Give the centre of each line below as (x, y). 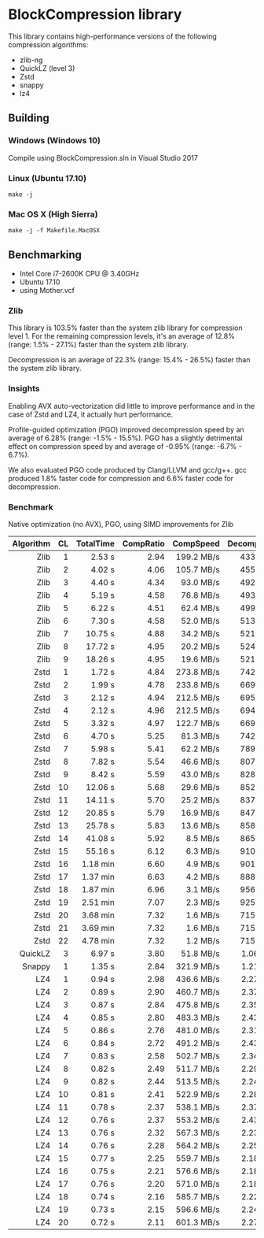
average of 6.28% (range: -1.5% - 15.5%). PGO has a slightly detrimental (125, 438)
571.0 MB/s (198, 1184)
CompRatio (143, 543)
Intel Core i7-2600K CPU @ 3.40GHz (79, 274)
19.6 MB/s (200, 659)
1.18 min (98, 864)
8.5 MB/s (203, 838)
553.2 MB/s (198, 1120)
